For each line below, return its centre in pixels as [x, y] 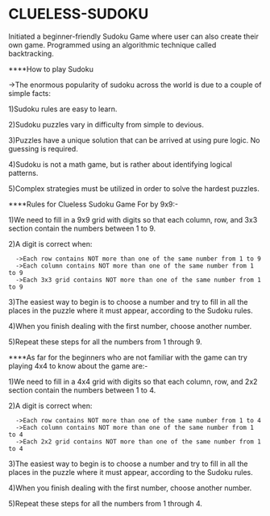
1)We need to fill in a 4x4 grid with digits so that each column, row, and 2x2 [133, 381]
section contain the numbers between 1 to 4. [82, 390]
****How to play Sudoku [51, 69]
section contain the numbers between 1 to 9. [82, 228]
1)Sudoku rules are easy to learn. [63, 109]
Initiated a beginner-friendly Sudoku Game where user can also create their [134, 36]
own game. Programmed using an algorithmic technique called [112, 44]
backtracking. [31, 53]
